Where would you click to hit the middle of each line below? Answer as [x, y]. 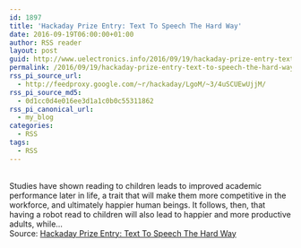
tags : [19, 142]
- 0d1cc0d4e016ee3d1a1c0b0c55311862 [86, 101]
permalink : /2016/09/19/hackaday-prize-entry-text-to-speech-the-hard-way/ [154, 68]
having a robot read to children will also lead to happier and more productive [150, 214]
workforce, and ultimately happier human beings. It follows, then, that [138, 205]
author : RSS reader [46, 43]
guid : [19, 59]
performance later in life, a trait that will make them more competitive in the [148, 195]
